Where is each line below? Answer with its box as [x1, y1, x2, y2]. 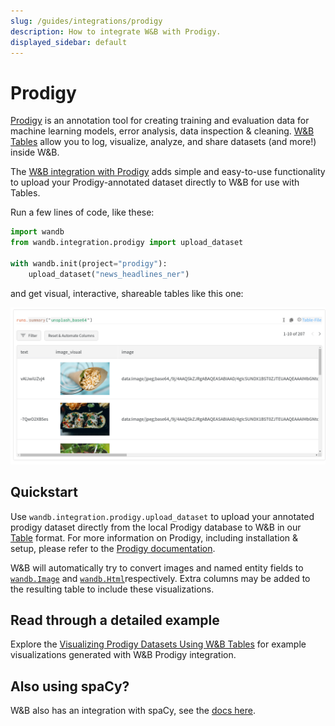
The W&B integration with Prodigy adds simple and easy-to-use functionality [10, 166, 326, 178]
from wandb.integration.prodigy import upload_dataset [10, 238, 244, 248]
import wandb [10, 227, 65, 237]
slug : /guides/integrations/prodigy [10, 16, 163, 26]
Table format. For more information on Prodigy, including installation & [10, 531, 299, 544]
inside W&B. [10, 146, 60, 159]
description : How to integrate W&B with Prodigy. [10, 26, 222, 37]
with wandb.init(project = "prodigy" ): [10, 258, 168, 269]
